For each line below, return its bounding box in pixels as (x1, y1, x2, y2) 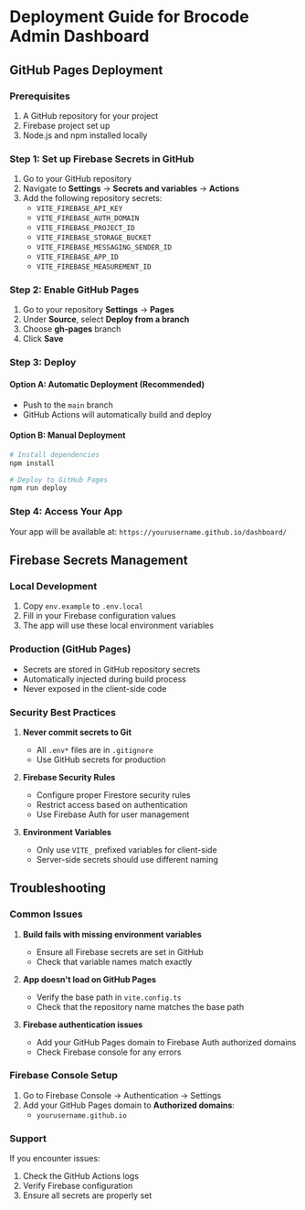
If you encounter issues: (9, 1153, 100, 1164)
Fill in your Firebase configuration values (22, 610, 176, 621)
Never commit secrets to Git (22, 727, 132, 738)
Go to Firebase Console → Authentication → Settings (22, 1089, 222, 1100)
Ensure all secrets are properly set (22, 1190, 152, 1201)
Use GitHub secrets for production (36, 754, 166, 765)
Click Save (22, 334, 64, 345)
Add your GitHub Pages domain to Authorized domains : (22, 1099, 236, 1110)
